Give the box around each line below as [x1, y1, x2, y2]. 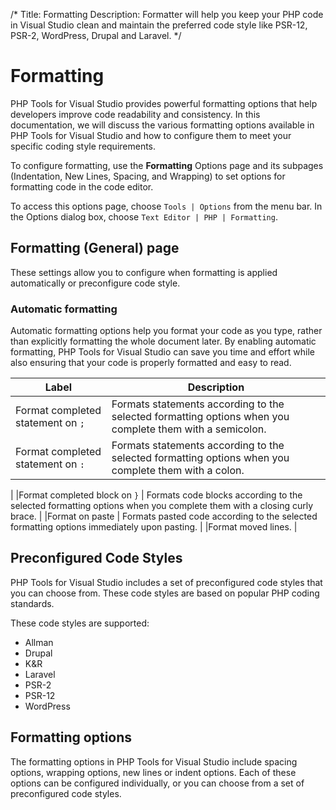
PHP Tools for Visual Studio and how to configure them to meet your [10, 129, 292, 141]
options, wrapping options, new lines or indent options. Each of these [10, 766, 297, 778]
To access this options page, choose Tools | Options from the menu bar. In [10, 200, 323, 212]
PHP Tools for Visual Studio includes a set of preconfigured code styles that [10, 576, 323, 588]
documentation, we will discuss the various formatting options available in [10, 119, 315, 131]
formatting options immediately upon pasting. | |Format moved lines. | [10, 521, 298, 533]
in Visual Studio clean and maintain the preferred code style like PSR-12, [10, 19, 308, 31]
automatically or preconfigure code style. [10, 277, 181, 289]
